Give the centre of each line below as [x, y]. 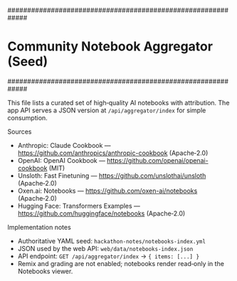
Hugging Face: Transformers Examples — [79, 206]
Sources [20, 132]
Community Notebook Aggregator [110, 47]
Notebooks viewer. [45, 271]
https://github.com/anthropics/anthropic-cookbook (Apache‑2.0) [113, 153]
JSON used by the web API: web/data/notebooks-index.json [105, 248]
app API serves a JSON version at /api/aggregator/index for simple [107, 110]
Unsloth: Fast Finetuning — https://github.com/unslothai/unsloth [112, 175]
